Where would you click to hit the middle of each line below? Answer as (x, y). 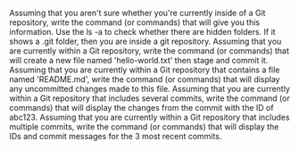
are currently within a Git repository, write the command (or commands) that (149, 51)
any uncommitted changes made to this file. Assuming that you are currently (149, 89)
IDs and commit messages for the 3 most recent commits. (116, 136)
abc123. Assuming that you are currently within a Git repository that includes (149, 117)
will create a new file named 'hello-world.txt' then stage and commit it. (139, 60)
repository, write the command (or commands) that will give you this (135, 22)
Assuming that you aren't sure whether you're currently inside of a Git (137, 13)
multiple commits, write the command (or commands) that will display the (144, 127)
